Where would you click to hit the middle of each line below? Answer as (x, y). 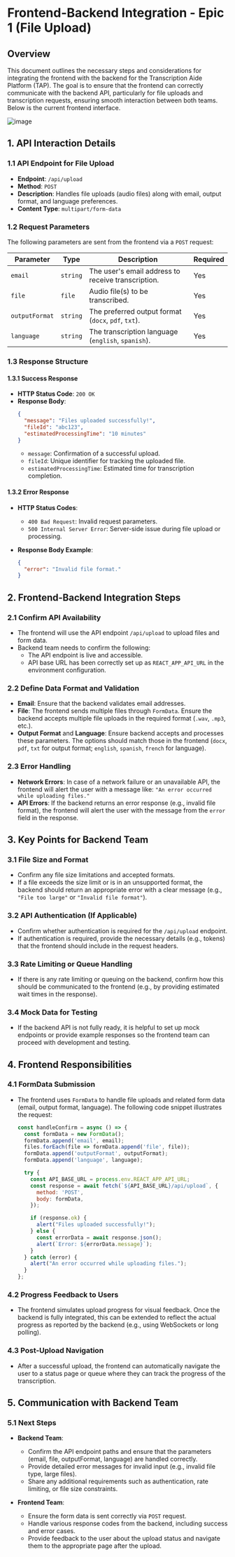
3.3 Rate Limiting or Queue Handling (70, 964)
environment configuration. (67, 670)
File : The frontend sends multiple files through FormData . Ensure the (115, 711)
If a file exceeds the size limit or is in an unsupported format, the (110, 883)
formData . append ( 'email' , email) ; (74, 1141)
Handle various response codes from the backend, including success (128, 1523)
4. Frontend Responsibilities (70, 1064)
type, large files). (52, 1474)
